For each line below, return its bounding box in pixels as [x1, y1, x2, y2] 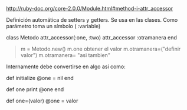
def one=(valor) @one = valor [6, 97, 78, 104]
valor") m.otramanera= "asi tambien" [20, 52, 111, 58]
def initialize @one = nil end [6, 75, 74, 81]
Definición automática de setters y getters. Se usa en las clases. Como [6, 16, 178, 23]
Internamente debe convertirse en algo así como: [6, 63, 126, 70]
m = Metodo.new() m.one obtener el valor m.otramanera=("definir [20, 45, 181, 52]
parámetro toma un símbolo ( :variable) [6, 23, 101, 29]
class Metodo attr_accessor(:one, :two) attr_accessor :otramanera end [6, 34, 177, 41]
